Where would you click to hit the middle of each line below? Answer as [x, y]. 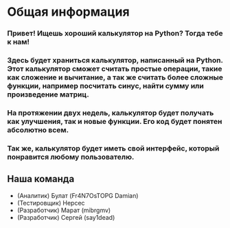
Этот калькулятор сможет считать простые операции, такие [115, 69]
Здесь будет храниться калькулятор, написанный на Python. [115, 60]
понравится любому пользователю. [71, 157]
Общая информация [68, 12]
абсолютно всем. [38, 129]
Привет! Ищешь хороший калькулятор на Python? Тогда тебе [115, 34]
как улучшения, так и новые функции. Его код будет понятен [115, 121]
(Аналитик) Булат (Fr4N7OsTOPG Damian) [78, 195]
